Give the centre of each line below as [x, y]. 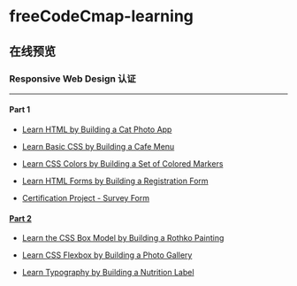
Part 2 [21, 218]
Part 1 [20, 110]
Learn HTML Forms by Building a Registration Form [115, 181]
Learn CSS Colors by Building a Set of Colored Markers [122, 164]
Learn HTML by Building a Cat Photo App [97, 129]
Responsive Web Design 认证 [73, 79]
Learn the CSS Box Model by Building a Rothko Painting [123, 238]
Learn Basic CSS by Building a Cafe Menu [98, 147]
